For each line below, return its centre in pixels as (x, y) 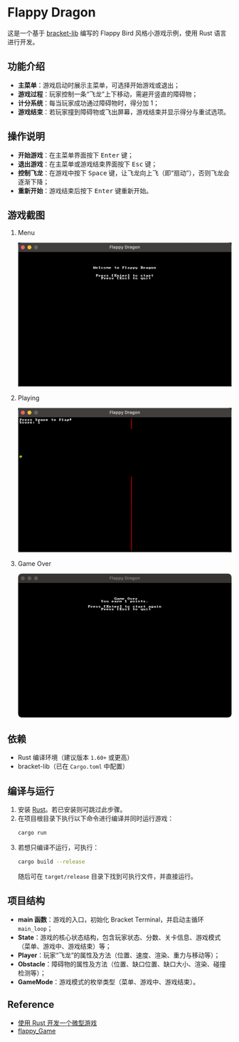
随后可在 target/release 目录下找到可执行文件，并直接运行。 (107, 877)
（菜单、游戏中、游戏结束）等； (64, 946)
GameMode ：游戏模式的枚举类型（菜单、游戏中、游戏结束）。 (108, 981)
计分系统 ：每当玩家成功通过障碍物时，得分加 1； (89, 103)
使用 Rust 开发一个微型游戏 (57, 1023)
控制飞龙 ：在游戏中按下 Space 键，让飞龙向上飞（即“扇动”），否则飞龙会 (123, 172)
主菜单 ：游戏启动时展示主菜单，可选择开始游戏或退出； (99, 85)
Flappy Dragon (52, 12)
